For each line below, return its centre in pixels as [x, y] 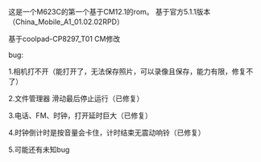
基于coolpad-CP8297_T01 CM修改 [64, 39]
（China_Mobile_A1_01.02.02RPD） [66, 22]
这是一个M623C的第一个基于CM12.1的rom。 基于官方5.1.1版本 [110, 12]
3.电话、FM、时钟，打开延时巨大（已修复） [81, 115]
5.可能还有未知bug [39, 150]
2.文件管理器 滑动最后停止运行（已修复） [76, 98]
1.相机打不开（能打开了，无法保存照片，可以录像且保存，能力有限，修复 [127, 71]
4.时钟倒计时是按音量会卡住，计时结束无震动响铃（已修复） [107, 132]
